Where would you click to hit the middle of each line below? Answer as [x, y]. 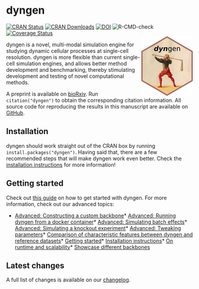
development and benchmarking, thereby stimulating [70, 69]
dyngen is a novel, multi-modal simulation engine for [70, 45]
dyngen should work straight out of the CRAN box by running [81, 145]
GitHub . [15, 113]
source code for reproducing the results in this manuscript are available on [97, 106]
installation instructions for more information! [61, 164]
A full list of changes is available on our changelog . [68, 280]
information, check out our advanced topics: [60, 204]
